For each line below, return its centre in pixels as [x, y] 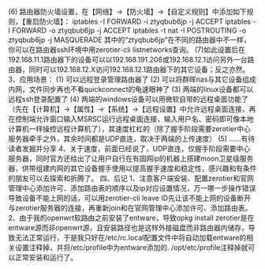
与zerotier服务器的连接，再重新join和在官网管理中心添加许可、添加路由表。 [130, 208]
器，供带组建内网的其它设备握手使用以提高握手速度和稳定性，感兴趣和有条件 [132, 168]
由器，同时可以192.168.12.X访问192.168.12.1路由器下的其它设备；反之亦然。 [129, 69]
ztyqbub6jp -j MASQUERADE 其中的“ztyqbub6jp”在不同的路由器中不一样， [129, 40]
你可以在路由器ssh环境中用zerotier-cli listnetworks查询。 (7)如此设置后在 [127, 49]
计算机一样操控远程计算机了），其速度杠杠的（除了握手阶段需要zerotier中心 [129, 129]
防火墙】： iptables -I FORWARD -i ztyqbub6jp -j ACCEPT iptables [145, 21]
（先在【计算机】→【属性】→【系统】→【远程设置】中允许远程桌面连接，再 [132, 109]
